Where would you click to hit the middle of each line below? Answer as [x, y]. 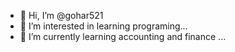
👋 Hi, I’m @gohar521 [61, 15]
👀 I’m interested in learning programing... [103, 26]
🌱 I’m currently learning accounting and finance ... [123, 36]
